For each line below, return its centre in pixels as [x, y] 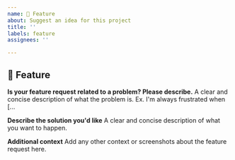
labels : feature [31, 33]
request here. [27, 149]
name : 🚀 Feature [31, 14]
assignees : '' [28, 40]
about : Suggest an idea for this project [69, 20]
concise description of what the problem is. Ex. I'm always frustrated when [116, 99]
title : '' [22, 27]
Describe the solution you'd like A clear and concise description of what [114, 120]
